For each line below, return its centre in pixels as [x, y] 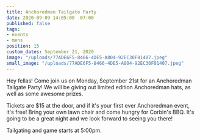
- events [17, 35]
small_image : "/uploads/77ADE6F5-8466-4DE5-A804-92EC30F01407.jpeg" [95, 63]
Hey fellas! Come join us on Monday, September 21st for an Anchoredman [99, 81]
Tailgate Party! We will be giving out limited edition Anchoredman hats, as [98, 87]
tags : [13, 29]
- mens [15, 40]
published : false [28, 23]
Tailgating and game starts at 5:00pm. [54, 130]
